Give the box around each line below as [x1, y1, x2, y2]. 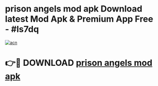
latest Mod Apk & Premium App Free [5, 13, 154, 25]
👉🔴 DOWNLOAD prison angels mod [5, 58, 153, 68]
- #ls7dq [5, 24, 39, 35]
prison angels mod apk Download [5, 3, 142, 14]
